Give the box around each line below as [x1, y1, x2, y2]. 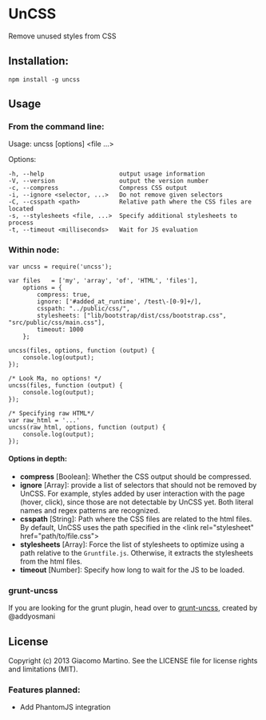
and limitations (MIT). [8, 664, 78, 675]
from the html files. [19, 556, 82, 566]
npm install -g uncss [8, 75, 81, 84]
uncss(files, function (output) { [8, 381, 124, 390]
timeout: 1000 [37, 325, 84, 334]
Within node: [8, 244, 60, 255]
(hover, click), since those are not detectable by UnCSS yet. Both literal [19, 496, 254, 507]
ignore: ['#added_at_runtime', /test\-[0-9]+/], [37, 297, 202, 306]
